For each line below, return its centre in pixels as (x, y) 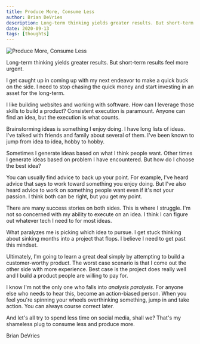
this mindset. (22, 245)
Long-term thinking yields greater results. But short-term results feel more (97, 63)
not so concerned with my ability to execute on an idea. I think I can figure (97, 214)
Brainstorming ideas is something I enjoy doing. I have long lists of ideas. (96, 129)
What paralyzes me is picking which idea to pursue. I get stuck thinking (94, 232)
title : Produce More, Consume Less (50, 12)
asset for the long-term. (36, 93)
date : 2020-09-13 (28, 28)
